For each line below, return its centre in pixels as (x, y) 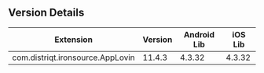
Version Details (46, 13)
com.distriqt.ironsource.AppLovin (73, 57)
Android (199, 34)
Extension (73, 40)
